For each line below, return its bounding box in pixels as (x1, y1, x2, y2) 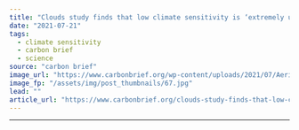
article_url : (9, 95, 58, 104)
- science (17, 54, 53, 63)
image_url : (9, 71, 50, 80)
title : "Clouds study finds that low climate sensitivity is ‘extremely (9, 12, 285, 22)
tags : (9, 29, 29, 38)
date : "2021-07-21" (9, 21, 82, 30)
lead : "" (9, 87, 42, 96)
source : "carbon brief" (9, 63, 98, 72)
